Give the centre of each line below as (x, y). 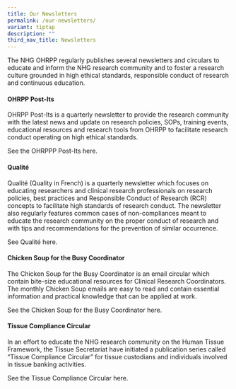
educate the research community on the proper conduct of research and (113, 221)
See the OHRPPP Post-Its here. (52, 151)
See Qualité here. (33, 242)
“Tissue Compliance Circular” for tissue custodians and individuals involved (117, 356)
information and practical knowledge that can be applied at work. (102, 296)
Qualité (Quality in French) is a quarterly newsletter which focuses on (108, 183)
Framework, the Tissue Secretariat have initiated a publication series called (117, 349)
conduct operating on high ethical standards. (73, 137)
